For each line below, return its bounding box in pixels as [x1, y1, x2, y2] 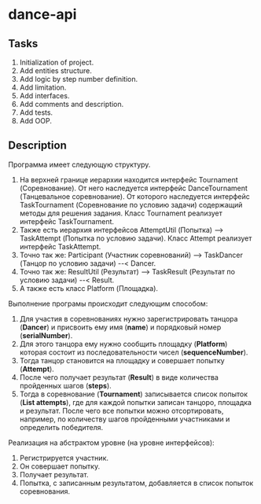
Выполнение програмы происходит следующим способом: [8, 299, 208, 308]
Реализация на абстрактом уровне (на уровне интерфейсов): [8, 438, 215, 447]
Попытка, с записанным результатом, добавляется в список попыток [19, 478, 254, 487]
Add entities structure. [19, 66, 93, 75]
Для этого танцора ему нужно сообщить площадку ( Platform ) [19, 339, 228, 348]
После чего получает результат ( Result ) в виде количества [19, 372, 219, 382]
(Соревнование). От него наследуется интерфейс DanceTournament [19, 183, 248, 193]
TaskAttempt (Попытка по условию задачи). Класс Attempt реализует [19, 234, 252, 243]
